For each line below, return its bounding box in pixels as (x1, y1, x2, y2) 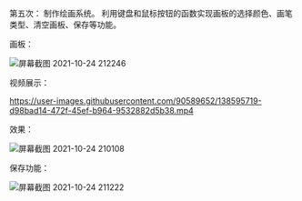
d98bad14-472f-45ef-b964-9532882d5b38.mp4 (9, 106, 194, 116)
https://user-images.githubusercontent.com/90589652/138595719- (9, 95, 262, 106)
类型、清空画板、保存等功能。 (9, 19, 121, 30)
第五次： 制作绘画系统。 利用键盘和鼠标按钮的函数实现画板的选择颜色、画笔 (9, 8, 293, 18)
